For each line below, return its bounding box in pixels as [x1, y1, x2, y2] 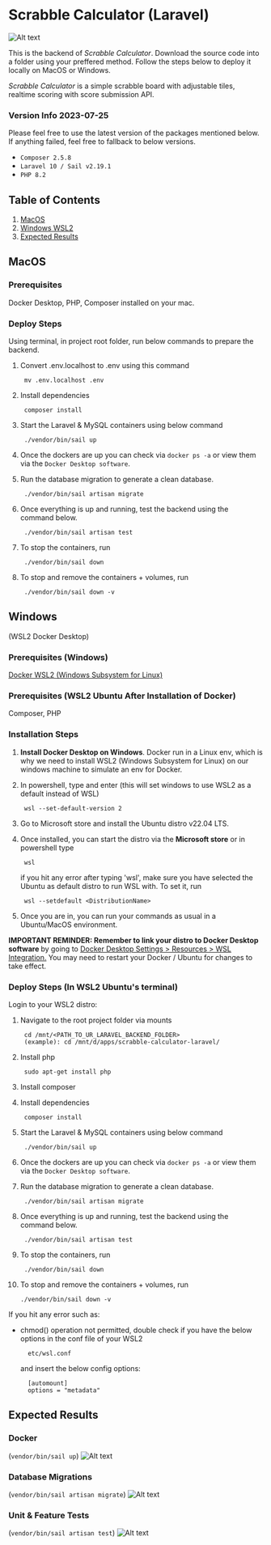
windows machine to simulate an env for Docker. [19, 764, 183, 774]
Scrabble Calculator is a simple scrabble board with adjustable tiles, [8, 81, 235, 91]
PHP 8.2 [19, 171, 46, 180]
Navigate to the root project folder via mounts [19, 1015, 172, 1025]
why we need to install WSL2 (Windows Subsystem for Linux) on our [19, 756, 249, 765]
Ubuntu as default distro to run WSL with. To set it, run [19, 881, 202, 891]
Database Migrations [8, 1471, 93, 1482]
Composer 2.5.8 [19, 154, 72, 163]
